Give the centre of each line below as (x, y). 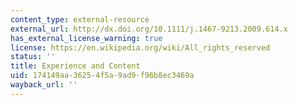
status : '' (33, 57)
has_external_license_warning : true (86, 38)
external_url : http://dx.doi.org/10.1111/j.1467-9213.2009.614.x (149, 29)
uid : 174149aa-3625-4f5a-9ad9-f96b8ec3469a (102, 76)
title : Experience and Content (75, 66)
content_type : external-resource (80, 19)
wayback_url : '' (44, 85)
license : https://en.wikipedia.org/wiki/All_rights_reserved (140, 47)
